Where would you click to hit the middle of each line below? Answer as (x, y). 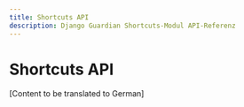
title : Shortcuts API (49, 17)
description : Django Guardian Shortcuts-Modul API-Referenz (123, 26)
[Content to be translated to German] (77, 94)
